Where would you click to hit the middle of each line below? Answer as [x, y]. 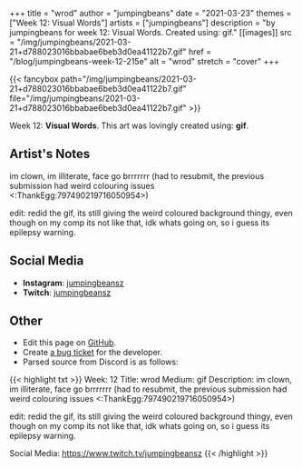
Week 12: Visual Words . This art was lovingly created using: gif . [129, 125]
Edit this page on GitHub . [69, 343]
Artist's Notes [50, 154]
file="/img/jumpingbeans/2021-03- [75, 98]
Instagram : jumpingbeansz [73, 283]
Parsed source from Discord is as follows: [100, 362]
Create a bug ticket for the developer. [93, 353]
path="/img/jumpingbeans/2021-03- [128, 79]
